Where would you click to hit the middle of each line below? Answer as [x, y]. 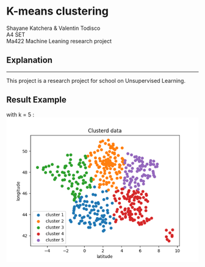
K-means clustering [57, 11]
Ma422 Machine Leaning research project [59, 41]
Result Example [37, 100]
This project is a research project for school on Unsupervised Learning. [96, 80]
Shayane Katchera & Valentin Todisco [53, 28]
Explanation [30, 60]
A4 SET [16, 34]
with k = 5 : [20, 115]
